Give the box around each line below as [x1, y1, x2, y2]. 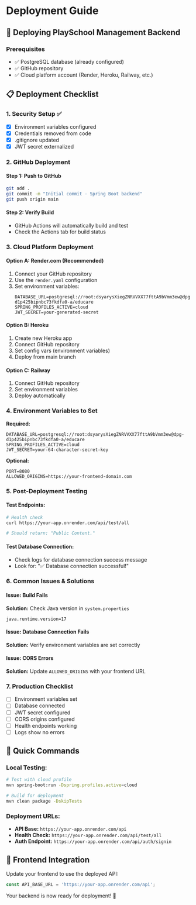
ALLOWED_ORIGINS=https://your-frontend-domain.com [6, 473, 132, 479]
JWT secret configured [14, 709, 71, 716]
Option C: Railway [6, 367, 51, 374]
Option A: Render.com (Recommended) [6, 257, 104, 264]
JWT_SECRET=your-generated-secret [14, 309, 99, 315]
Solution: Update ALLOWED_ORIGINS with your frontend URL [6, 668, 146, 675]
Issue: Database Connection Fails [6, 628, 90, 635]
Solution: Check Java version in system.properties [6, 604, 130, 612]
